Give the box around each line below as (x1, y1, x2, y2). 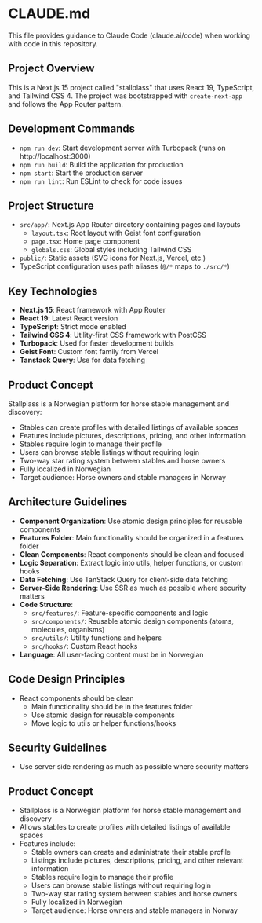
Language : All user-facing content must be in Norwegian (19, 650, 204, 659)
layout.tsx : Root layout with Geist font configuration (31, 229, 202, 238)
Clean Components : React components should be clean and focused (19, 549, 245, 559)
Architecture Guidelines (8, 496, 128, 509)
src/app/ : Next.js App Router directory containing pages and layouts (19, 220, 241, 229)
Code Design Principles (8, 672, 126, 686)
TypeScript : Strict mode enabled (19, 322, 126, 331)
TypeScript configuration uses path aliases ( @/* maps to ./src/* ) (19, 262, 230, 271)
